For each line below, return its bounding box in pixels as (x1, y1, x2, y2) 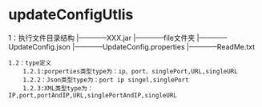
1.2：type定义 (8, 58, 52, 67)
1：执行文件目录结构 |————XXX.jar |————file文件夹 (8, 33, 195, 42)
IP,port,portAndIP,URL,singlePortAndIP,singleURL (8, 91, 178, 99)
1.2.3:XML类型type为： (22, 84, 94, 93)
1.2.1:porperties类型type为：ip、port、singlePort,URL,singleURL (22, 67, 238, 75)
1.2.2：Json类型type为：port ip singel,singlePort (22, 76, 190, 84)
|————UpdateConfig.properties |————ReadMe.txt (71, 42, 256, 51)
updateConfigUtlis (8, 6, 134, 24)
